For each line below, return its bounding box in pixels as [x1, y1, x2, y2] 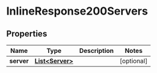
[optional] [119, 57, 148, 65]
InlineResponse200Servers [6, 4, 148, 18]
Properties [6, 29, 47, 39]
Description [78, 47, 114, 55]
